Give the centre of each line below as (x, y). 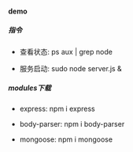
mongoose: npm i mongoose (66, 139)
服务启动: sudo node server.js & (70, 68)
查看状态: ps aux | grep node (66, 51)
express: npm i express (57, 108)
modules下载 (30, 88)
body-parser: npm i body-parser (72, 123)
